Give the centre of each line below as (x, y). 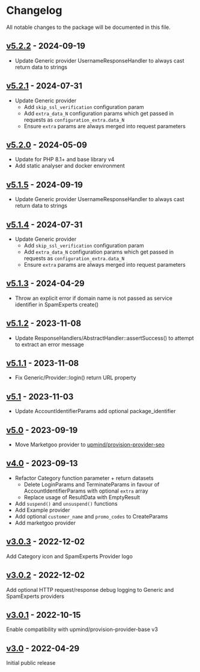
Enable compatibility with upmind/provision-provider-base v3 (82, 629)
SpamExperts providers (35, 596)
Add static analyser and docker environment (70, 166)
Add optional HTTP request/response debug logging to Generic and (90, 590)
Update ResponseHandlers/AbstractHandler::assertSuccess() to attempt (104, 338)
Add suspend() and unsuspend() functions (66, 503)
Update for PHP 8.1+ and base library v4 (65, 160)
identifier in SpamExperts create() (57, 304)
